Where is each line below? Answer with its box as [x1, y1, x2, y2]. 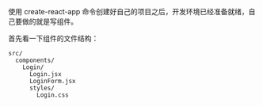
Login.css [36, 91, 69, 99]
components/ [15, 56, 55, 64]
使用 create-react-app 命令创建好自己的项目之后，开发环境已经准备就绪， [8, 7, 250, 16]
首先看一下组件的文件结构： [8, 34, 99, 43]
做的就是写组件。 [21, 17, 78, 26]
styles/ [29, 84, 55, 92]
